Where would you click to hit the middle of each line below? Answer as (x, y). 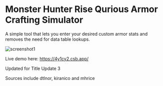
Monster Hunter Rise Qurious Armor (82, 9)
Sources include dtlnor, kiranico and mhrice (50, 78)
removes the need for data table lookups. (47, 39)
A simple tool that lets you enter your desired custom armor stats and (76, 34)
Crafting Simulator (44, 20)
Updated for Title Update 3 (33, 68)
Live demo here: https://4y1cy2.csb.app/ (47, 58)
